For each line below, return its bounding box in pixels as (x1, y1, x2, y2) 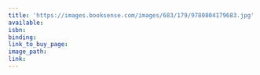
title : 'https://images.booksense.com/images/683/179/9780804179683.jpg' (8, 11, 255, 20)
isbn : (8, 26, 26, 34)
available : (8, 19, 44, 27)
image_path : (8, 48, 47, 55)
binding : (8, 33, 37, 41)
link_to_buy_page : (8, 41, 68, 48)
